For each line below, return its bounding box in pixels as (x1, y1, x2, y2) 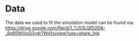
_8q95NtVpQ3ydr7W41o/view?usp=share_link (5, 30, 100, 36)
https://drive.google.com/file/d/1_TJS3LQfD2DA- (5, 24, 105, 30)
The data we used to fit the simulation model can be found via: (5, 19, 134, 25)
